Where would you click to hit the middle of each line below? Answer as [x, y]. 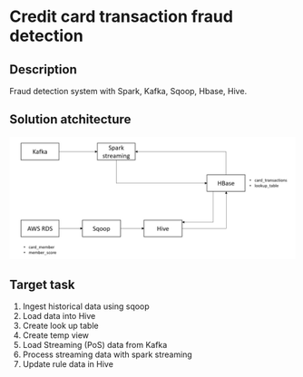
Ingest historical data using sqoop [86, 306]
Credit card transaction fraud [122, 17]
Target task [42, 284]
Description [43, 69]
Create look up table [60, 326]
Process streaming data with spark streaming [107, 354]
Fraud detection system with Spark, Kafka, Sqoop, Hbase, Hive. [128, 91]
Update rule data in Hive [68, 364]
